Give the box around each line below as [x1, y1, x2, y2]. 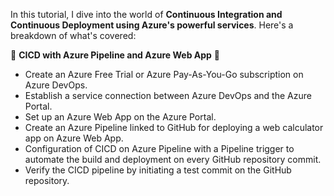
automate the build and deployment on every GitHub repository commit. [24, 154, 322, 165]
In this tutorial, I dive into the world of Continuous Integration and [10, 9, 283, 20]
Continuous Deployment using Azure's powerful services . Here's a [10, 19, 294, 31]
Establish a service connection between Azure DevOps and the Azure [24, 90, 312, 101]
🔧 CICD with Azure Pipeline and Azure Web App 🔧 [10, 49, 220, 61]
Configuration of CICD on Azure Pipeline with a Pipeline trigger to [24, 143, 295, 154]
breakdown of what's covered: [10, 30, 137, 41]
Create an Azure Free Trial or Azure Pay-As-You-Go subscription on [24, 69, 304, 80]
